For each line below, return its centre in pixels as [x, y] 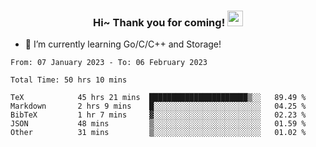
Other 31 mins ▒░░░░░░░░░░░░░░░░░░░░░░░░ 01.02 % [158, 133]
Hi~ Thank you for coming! [159, 22]
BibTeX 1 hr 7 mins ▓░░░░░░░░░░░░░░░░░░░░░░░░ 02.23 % [158, 115]
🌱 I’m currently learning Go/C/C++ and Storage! [123, 44]
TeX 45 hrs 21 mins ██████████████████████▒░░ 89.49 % [158, 98]
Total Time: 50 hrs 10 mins [69, 80]
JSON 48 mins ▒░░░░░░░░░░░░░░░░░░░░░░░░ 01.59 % [158, 124]
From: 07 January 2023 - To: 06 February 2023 [109, 63]
